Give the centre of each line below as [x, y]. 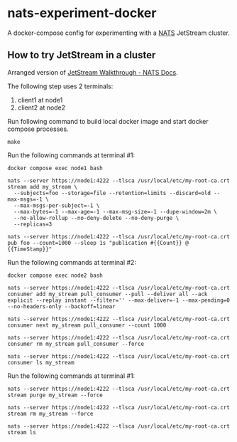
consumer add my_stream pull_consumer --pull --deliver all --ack [108, 294]
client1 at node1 [40, 100]
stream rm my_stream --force [50, 414]
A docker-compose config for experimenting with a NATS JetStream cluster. [119, 33]
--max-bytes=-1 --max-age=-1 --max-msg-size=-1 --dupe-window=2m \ [116, 211]
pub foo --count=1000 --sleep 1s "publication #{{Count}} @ [98, 243]
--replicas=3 [33, 224]
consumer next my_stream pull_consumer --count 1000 [87, 325]
